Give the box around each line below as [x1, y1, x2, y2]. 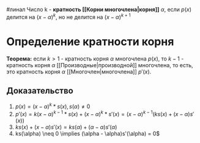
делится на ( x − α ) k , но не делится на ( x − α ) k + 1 [6, 12, 131, 21]
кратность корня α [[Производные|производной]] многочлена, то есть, [6, 61, 194, 68]
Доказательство [6, 86, 73, 96]
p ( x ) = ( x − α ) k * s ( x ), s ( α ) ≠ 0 [15, 101, 91, 110]
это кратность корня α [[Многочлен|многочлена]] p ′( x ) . [6, 68, 152, 75]
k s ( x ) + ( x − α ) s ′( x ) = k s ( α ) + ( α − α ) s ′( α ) [15, 123, 117, 131]
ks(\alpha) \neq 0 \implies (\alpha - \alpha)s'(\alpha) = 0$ [15, 130, 160, 137]
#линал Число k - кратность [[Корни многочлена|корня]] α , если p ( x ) [6, 6, 191, 13]
